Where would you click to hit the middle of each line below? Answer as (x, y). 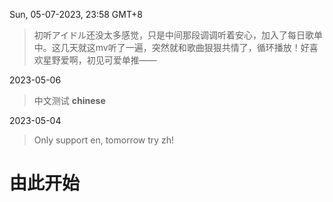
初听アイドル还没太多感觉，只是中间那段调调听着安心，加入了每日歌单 (178, 35)
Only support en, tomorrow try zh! (104, 140)
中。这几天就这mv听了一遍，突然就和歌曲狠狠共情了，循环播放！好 (171, 47)
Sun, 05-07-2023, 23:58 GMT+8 (76, 14)
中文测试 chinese (69, 100)
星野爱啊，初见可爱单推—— (99, 60)
